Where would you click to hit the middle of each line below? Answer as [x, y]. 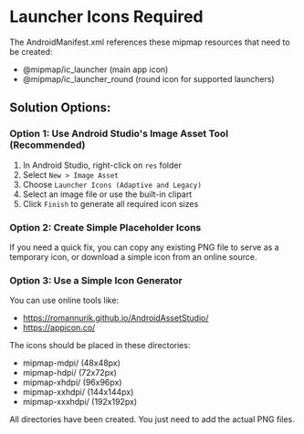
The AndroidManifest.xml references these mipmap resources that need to [150, 42]
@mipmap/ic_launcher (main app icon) [95, 69]
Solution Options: [60, 108]
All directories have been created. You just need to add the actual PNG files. [152, 419]
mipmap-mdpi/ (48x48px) [72, 363]
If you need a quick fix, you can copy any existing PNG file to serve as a [145, 247]
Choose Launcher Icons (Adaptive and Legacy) [112, 184]
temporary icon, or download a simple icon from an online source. [133, 256]
